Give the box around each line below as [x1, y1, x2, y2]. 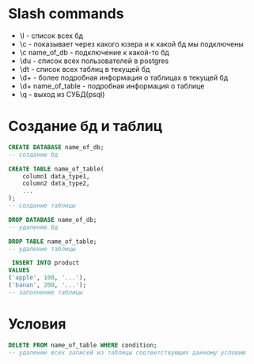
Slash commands [8, 5, 124, 23]
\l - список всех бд [19, 31, 84, 40]
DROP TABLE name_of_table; [8, 238, 97, 246]
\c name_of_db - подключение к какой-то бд [19, 47, 170, 57]
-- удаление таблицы [8, 245, 77, 253]
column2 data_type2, [22, 179, 90, 188]
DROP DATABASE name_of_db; [8, 216, 97, 223]
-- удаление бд [8, 223, 59, 231]
